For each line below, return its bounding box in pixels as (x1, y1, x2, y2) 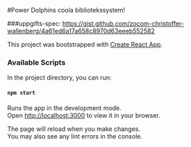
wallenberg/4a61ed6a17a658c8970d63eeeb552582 (7, 27, 155, 35)
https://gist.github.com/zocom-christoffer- (62, 20, 185, 27)
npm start (7, 89, 36, 96)
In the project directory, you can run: (7, 73, 112, 82)
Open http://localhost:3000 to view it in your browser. (7, 111, 161, 119)
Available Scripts (7, 57, 66, 67)
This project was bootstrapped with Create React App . (7, 40, 163, 48)
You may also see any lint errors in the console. (7, 132, 142, 140)
